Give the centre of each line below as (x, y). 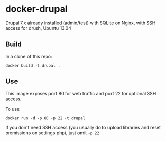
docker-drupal (36, 9)
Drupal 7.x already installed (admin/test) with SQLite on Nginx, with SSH (80, 23)
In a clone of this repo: (29, 56)
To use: (13, 109)
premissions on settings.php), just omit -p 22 (52, 133)
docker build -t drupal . (33, 66)
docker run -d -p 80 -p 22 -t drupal (45, 118)
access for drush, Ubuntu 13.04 (38, 28)
